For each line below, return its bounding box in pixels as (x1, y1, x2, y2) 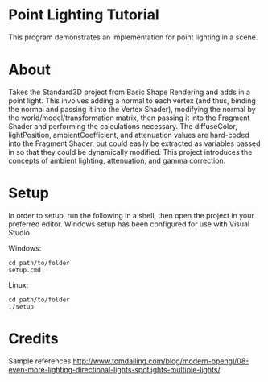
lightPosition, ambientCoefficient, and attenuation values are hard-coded (8, 130, 249, 139)
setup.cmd (8, 266, 42, 274)
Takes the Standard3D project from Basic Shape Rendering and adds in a (8, 87, 251, 97)
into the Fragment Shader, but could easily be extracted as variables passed (8, 139, 261, 148)
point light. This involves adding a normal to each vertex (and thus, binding (8, 95, 256, 106)
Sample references (8, 356, 72, 366)
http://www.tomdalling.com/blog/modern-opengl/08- (72, 356, 249, 366)
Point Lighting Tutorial (8, 6, 159, 24)
